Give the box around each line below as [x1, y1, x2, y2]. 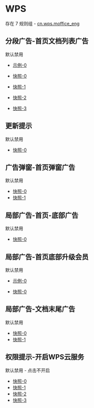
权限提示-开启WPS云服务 [5, 353, 84, 361]
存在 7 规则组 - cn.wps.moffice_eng [5, 20, 80, 26]
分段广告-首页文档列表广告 [5, 37, 89, 46]
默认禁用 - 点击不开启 [5, 367, 50, 373]
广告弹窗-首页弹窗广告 [5, 163, 75, 172]
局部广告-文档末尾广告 [5, 305, 75, 313]
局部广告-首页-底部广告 [5, 211, 79, 219]
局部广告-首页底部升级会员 [5, 253, 89, 261]
